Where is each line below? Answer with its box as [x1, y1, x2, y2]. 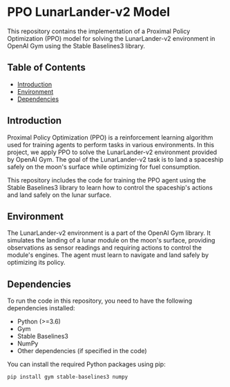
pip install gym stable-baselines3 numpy [7, 374, 128, 381]
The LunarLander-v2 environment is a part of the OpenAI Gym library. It [7, 229, 211, 237]
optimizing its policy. [7, 258, 66, 267]
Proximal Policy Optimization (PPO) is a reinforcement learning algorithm [7, 133, 213, 142]
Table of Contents [7, 62, 86, 73]
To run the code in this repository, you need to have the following [7, 296, 193, 305]
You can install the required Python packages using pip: [7, 360, 166, 368]
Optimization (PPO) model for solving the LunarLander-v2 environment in [7, 34, 215, 42]
